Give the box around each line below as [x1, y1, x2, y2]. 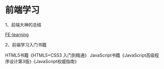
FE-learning [5, 32, 29, 37]
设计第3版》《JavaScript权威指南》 [9, 58, 79, 64]
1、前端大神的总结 [5, 22, 42, 28]
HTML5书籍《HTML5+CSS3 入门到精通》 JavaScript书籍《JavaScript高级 [5, 52, 155, 58]
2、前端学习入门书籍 [5, 41, 47, 47]
